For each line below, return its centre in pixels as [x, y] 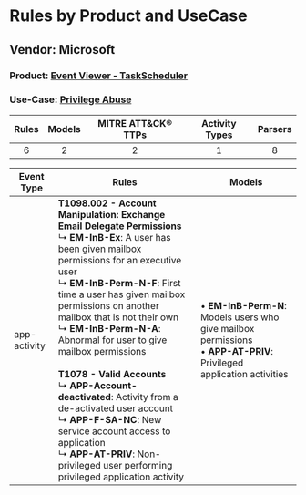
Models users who [240, 317]
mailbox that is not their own [118, 317]
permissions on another [108, 305]
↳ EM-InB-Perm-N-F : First [119, 283]
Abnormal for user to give [112, 340]
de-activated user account [116, 408]
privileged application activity [121, 477]
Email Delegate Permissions [120, 226]
